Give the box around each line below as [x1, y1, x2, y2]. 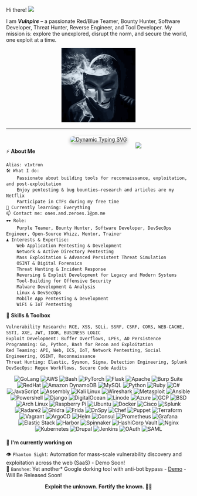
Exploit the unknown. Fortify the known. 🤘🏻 [45, 482, 152, 490]
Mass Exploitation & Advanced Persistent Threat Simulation [16, 254, 167, 260]
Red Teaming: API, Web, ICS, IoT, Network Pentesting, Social [6, 347, 161, 353]
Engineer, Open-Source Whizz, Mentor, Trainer [6, 231, 122, 237]
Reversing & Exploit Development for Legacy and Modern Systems [16, 272, 177, 278]
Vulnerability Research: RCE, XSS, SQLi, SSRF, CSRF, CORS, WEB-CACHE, [6, 324, 185, 330]
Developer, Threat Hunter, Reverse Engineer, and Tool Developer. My [6, 24, 172, 31]
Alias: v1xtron [6, 162, 43, 167]
